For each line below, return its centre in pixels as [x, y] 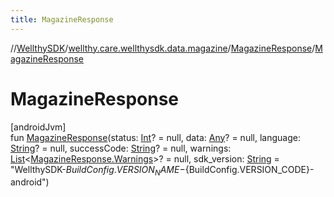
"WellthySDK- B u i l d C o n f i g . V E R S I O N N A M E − [98, 170]
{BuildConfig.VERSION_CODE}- [249, 169]
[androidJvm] [38, 127]
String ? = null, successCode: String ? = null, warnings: [121, 148]
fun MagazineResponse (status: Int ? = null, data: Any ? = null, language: [155, 137]
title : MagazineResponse [62, 19]
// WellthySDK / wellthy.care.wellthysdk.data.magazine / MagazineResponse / [163, 48]
